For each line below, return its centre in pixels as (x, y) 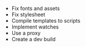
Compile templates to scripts (46, 21)
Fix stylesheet (28, 15)
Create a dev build (34, 39)
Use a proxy (26, 33)
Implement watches (35, 27)
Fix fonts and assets (35, 8)
